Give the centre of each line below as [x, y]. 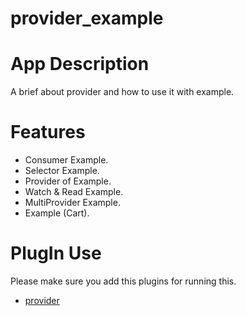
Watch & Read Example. [74, 192]
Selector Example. [62, 171]
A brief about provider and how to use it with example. [122, 92]
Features [48, 132]
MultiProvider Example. [72, 203]
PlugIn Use [56, 253]
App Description [80, 64]
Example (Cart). [57, 213]
